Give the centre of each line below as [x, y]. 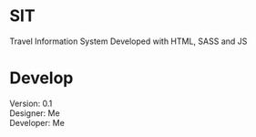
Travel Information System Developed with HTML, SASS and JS [128, 41]
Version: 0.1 [31, 103]
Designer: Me [35, 113]
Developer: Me [37, 122]
